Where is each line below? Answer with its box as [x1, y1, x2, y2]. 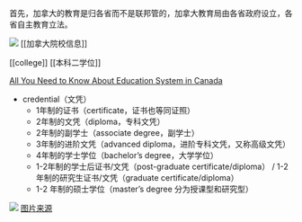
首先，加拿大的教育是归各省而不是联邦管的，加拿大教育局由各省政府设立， [9, 8, 285, 18]
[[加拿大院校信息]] [20, 39, 88, 49]
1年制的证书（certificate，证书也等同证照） [35, 105, 196, 115]
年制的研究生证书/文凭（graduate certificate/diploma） [35, 173, 239, 182]
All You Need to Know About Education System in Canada [9, 75, 223, 85]
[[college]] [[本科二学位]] [9, 58, 102, 67]
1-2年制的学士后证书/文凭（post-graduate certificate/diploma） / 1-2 [35, 161, 289, 172]
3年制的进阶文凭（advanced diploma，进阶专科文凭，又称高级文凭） [35, 138, 290, 149]
